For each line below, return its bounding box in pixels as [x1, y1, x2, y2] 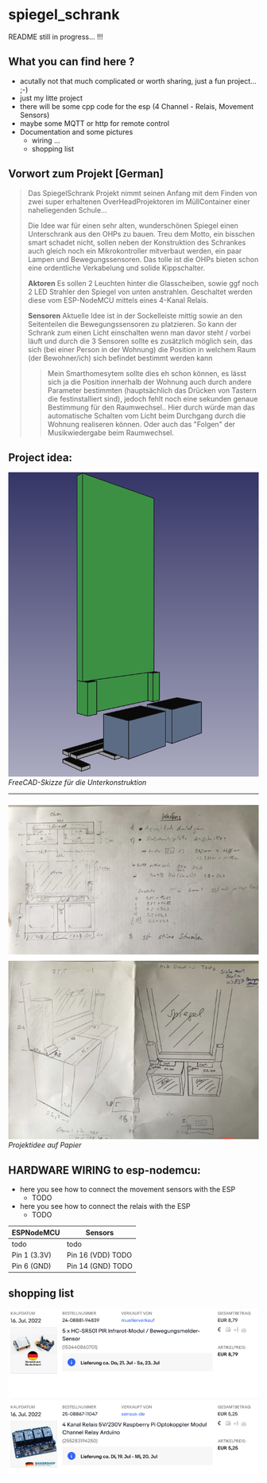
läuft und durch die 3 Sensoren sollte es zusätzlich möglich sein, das [27, 336, 253, 346]
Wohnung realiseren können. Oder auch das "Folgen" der [47, 419, 236, 429]
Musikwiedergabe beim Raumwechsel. [47, 428, 175, 437]
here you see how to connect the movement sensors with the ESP [19, 1185, 236, 1195]
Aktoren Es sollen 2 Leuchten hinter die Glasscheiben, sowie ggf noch [27, 278, 259, 288]
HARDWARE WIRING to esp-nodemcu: [8, 1163, 201, 1177]
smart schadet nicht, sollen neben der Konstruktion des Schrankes [27, 237, 246, 247]
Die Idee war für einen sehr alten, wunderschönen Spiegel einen [27, 221, 238, 230]
